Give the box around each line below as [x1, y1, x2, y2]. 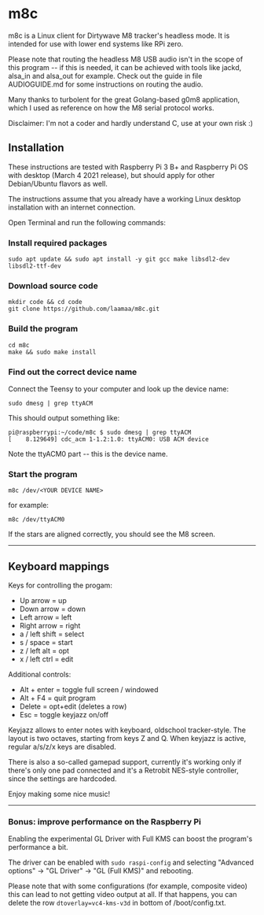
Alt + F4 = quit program [19, 694, 96, 703]
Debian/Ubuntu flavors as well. [8, 179, 108, 188]
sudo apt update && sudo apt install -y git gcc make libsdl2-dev [8, 255, 230, 264]
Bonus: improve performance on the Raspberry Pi [8, 816, 202, 827]
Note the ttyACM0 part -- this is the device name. [8, 449, 168, 458]
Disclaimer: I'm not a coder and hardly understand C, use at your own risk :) [8, 118, 254, 128]
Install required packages [8, 237, 108, 248]
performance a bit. [8, 843, 68, 852]
